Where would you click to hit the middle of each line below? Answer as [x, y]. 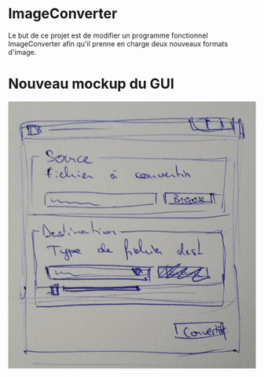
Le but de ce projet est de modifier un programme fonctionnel [108, 35]
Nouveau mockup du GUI [91, 84]
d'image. [22, 52]
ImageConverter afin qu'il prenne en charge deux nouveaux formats [118, 43]
